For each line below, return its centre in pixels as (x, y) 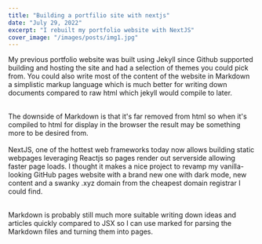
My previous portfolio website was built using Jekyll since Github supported (131, 60)
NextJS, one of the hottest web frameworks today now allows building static (131, 150)
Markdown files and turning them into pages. (81, 231)
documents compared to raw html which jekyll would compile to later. (120, 93)
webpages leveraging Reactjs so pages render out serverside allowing (122, 158)
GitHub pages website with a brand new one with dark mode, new (140, 175)
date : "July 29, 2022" (45, 23)
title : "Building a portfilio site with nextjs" (89, 15)
